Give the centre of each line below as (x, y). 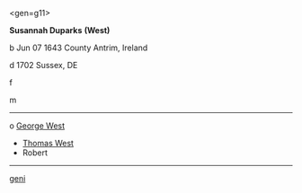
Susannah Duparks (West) (60, 30)
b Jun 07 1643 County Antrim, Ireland (79, 48)
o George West (37, 126)
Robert (35, 153)
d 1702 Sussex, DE (44, 65)
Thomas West (48, 143)
